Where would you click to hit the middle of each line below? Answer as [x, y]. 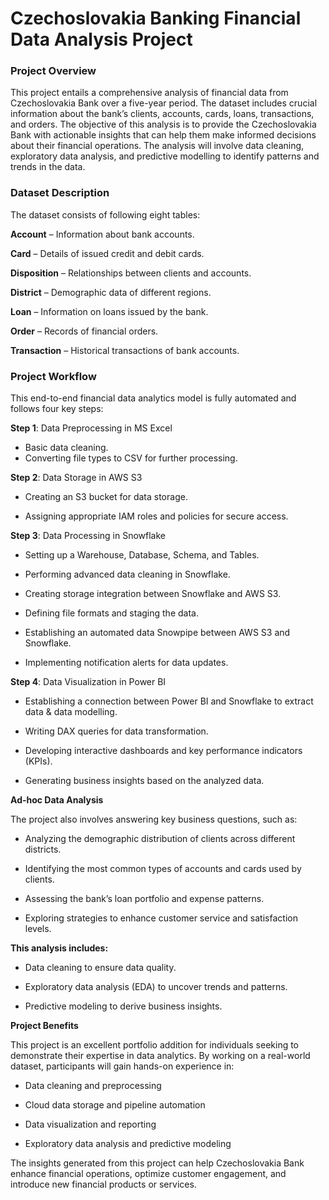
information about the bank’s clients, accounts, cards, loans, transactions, [162, 114]
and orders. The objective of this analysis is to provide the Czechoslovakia [163, 124]
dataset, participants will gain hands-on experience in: [122, 1066]
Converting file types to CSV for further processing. [131, 458]
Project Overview [53, 71]
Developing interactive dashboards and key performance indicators [163, 751]
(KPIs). [38, 761]
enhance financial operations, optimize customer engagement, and [148, 1174]
